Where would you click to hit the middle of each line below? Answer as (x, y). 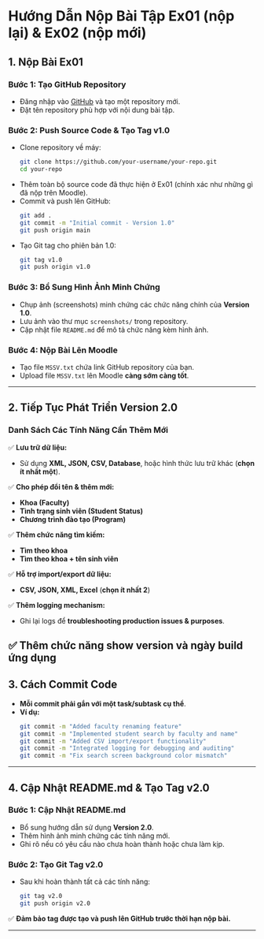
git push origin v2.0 (55, 904)
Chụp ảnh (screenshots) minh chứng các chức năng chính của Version (134, 304)
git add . (36, 215)
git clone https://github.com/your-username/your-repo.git (118, 162)
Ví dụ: (29, 712)
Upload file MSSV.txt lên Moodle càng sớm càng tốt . (104, 375)
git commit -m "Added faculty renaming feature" (101, 726)
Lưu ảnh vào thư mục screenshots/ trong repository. (104, 321)
